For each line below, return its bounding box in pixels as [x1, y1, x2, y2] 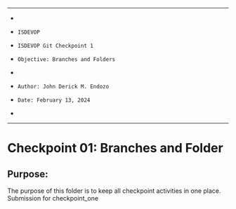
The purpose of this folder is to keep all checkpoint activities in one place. [7, 187, 221, 195]
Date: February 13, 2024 [17, 97, 91, 104]
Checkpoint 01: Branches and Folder [7, 140, 223, 156]
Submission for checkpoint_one [7, 194, 99, 202]
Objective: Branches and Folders [17, 56, 116, 63]
